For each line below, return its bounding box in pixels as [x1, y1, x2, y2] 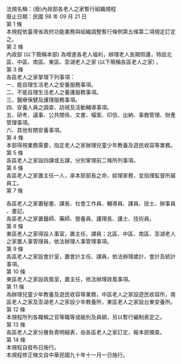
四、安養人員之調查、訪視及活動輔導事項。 [6, 104, 112, 111]
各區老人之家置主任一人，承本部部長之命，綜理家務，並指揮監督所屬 [6, 172, 176, 179]
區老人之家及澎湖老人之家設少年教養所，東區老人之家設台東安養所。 [6, 299, 176, 305]
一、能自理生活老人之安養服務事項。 [6, 81, 97, 88]
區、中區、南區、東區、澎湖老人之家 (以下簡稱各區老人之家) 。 [6, 58, 162, 65]
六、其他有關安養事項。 [6, 127, 65, 133]
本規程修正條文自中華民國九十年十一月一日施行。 [6, 351, 128, 359]
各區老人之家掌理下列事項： [6, 73, 76, 81]
